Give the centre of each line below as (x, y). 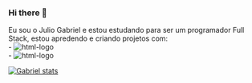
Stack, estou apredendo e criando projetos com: (88, 38)
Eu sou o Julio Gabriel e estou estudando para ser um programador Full (126, 30)
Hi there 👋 (28, 13)
